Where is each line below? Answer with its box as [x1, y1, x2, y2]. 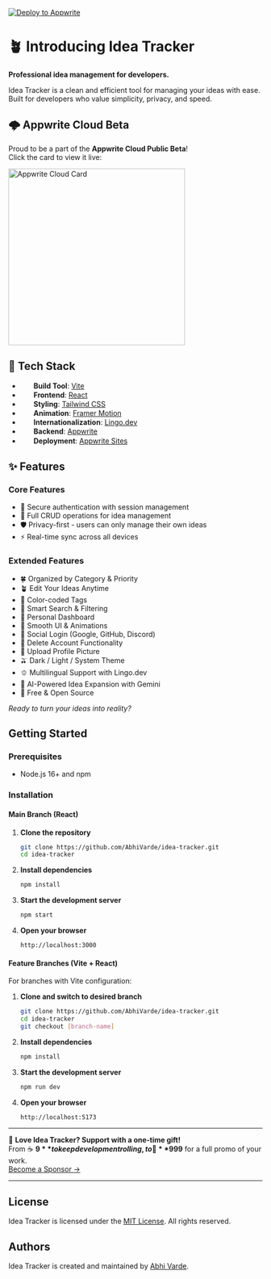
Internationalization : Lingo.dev [33, 417, 138, 427]
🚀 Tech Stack [8, 359, 76, 373]
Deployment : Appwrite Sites [33, 436, 128, 446]
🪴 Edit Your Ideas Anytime [19, 583, 109, 593]
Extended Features [8, 556, 85, 567]
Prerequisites [8, 751, 62, 762]
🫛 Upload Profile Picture [19, 646, 101, 656]
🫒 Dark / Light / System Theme [19, 655, 125, 665]
